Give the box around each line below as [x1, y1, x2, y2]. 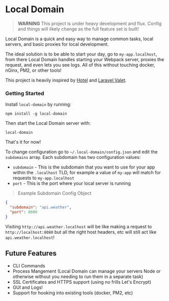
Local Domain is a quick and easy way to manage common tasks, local [5, 36, 154, 42]
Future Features [5, 249, 57, 258]
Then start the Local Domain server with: [5, 120, 91, 126]
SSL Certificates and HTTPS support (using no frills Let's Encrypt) [12, 279, 152, 285]
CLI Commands [12, 262, 45, 268]
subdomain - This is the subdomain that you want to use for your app [12, 164, 155, 170]
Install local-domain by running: [5, 101, 71, 107]
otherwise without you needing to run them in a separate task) [12, 273, 144, 280]
